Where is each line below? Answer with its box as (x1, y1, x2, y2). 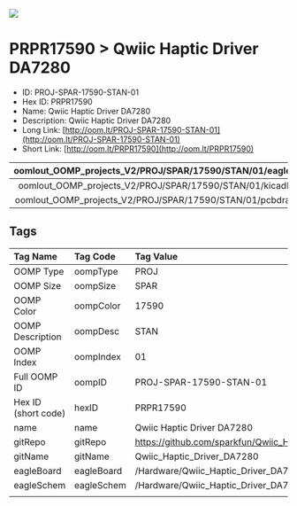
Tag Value (134, 250, 179, 262)
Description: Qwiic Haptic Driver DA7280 (21, 115, 171, 126)
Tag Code (73, 250, 117, 262)
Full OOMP (13, 370, 58, 383)
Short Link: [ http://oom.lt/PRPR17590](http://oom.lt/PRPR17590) (21, 143, 255, 154)
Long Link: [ (21, 124, 66, 135)
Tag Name (13, 250, 57, 262)
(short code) (13, 407, 66, 419)
